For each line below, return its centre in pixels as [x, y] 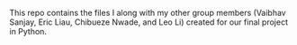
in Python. [28, 31]
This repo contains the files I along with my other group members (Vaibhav [148, 13]
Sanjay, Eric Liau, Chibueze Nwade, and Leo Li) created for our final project [148, 22]
